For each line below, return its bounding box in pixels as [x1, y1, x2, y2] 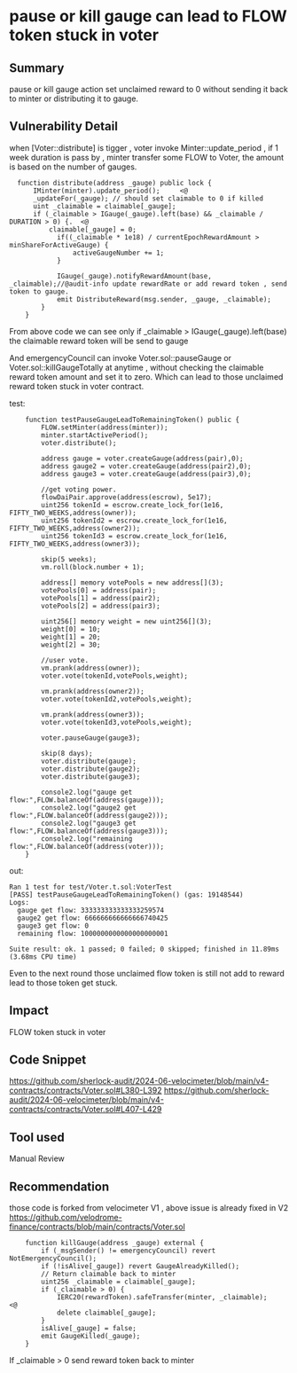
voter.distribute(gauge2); [41, 765, 141, 773]
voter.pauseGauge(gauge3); [41, 734, 141, 742]
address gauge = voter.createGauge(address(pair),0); [41, 454, 244, 463]
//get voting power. [41, 485, 117, 494]
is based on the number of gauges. [9, 161, 137, 172]
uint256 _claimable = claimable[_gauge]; [41, 1277, 197, 1287]
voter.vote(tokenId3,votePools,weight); [41, 718, 192, 726]
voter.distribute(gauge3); [41, 772, 141, 781]
